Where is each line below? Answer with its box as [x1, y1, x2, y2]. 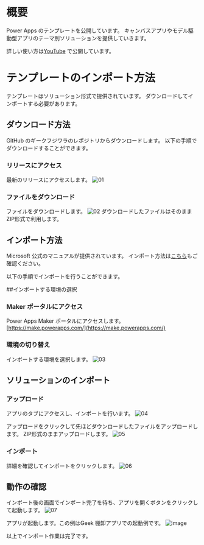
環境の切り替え [6, 340, 51, 349]
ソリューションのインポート [6, 375, 111, 385]
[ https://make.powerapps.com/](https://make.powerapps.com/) [6, 324, 166, 332]
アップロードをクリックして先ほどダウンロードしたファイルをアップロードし [6, 423, 199, 430]
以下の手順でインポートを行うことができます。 [6, 273, 124, 280]
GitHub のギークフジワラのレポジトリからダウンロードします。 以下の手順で [6, 136, 197, 144]
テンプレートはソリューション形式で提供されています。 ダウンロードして [6, 92, 188, 99]
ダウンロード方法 [6, 119, 71, 130]
